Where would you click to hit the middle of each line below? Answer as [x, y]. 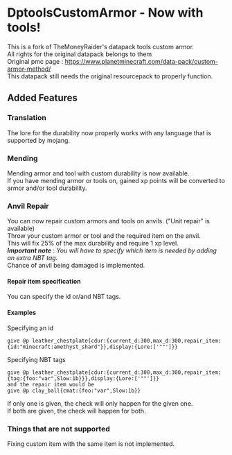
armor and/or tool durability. [47, 188]
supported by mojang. [39, 140]
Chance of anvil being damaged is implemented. [76, 266]
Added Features [43, 98]
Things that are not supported [59, 429]
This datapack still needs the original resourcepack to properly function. [110, 76]
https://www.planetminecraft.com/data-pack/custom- [141, 61]
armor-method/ [29, 69]
